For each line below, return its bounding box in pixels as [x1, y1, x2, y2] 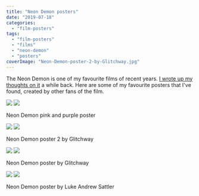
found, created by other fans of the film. [6, 88, 104, 95]
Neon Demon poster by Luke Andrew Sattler [6, 183, 115, 190]
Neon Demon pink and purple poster [6, 111, 96, 119]
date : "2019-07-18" [6, 14, 55, 20]
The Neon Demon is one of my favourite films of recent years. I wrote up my [6, 75, 193, 82]
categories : [6, 20, 36, 26]
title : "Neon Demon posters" [6, 8, 79, 15]
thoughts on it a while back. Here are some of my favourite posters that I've [6, 81, 192, 88]
